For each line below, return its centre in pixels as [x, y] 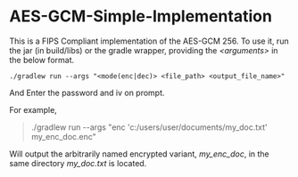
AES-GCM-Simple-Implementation [141, 16]
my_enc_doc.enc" [63, 136]
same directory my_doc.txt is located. [78, 163]
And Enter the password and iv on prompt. [87, 93]
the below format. [42, 60]
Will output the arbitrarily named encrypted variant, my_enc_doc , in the [139, 154]
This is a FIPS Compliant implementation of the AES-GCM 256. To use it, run [149, 41]
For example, [33, 109]
